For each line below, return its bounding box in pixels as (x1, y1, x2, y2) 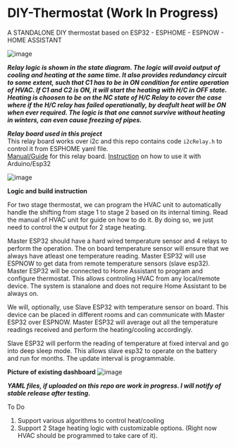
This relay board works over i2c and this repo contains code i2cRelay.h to (7, 136, 223, 145)
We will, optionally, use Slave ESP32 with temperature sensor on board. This (7, 302, 229, 311)
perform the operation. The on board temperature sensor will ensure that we (7, 244, 229, 252)
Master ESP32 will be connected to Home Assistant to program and (7, 266, 203, 275)
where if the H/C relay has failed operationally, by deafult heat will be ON (7, 100, 227, 109)
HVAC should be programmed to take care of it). (17, 431, 158, 439)
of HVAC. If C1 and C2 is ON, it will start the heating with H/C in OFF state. (7, 85, 228, 94)
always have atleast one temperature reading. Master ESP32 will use (7, 251, 206, 260)
